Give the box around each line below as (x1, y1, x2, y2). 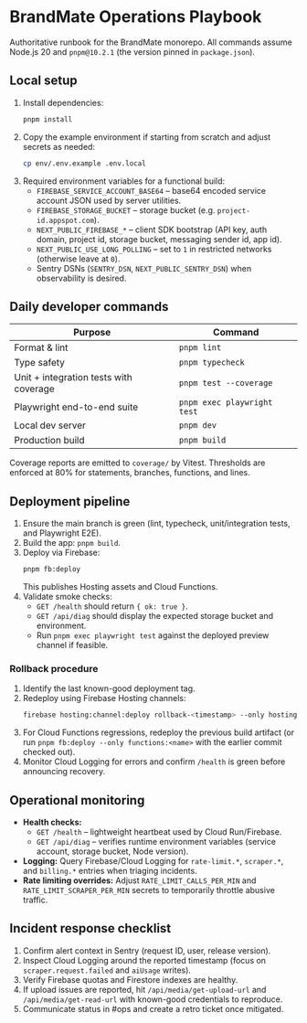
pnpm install (22, 114, 73, 124)
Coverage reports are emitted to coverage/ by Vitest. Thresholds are (9, 457, 266, 468)
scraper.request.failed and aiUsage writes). (22, 964, 192, 975)
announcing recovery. (22, 766, 106, 777)
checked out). (22, 747, 76, 758)
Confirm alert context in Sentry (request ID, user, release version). (22, 944, 271, 956)
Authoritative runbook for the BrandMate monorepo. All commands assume (9, 37, 292, 48)
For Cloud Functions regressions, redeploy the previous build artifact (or (22, 727, 295, 738)
